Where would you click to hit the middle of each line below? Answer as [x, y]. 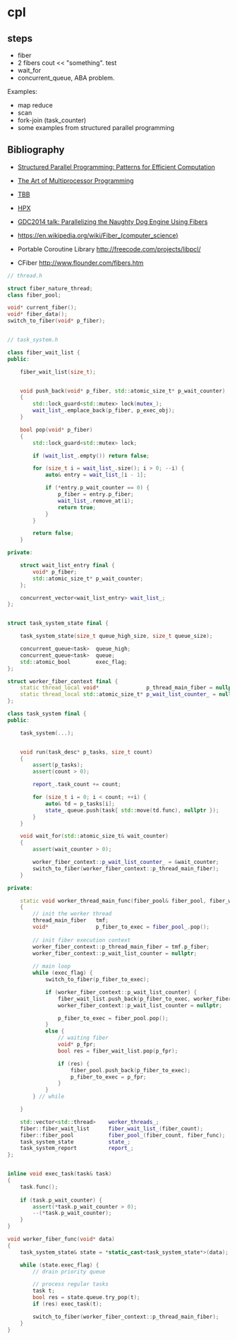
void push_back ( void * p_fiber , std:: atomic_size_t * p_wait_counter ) [123, 391]
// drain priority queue [69, 1271]
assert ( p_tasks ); [58, 765]
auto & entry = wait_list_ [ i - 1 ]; [96, 475]
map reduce [35, 105]
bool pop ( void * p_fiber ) [56, 429]
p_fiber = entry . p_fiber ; [96, 494]
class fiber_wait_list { [44, 352]
